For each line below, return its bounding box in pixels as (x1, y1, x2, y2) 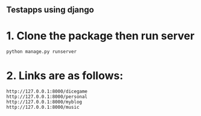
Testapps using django (6, 5, 95, 15)
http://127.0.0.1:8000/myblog (6, 99, 83, 105)
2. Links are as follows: (6, 69, 124, 82)
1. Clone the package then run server (6, 29, 195, 43)
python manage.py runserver (6, 49, 77, 55)
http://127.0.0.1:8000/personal (6, 94, 88, 100)
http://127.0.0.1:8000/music (6, 105, 80, 111)
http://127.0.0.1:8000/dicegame (6, 88, 88, 95)
